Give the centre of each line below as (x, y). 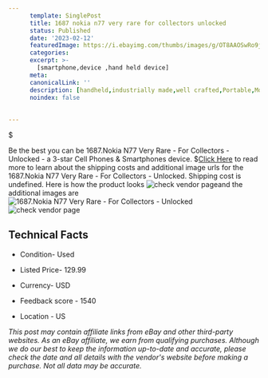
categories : (49, 53)
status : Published (60, 30)
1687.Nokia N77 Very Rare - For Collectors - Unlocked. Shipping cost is (125, 176)
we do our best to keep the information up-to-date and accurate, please (127, 348)
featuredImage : (55, 46)
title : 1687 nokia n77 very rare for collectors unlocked (128, 23)
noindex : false (55, 97)
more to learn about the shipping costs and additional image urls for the (126, 167)
